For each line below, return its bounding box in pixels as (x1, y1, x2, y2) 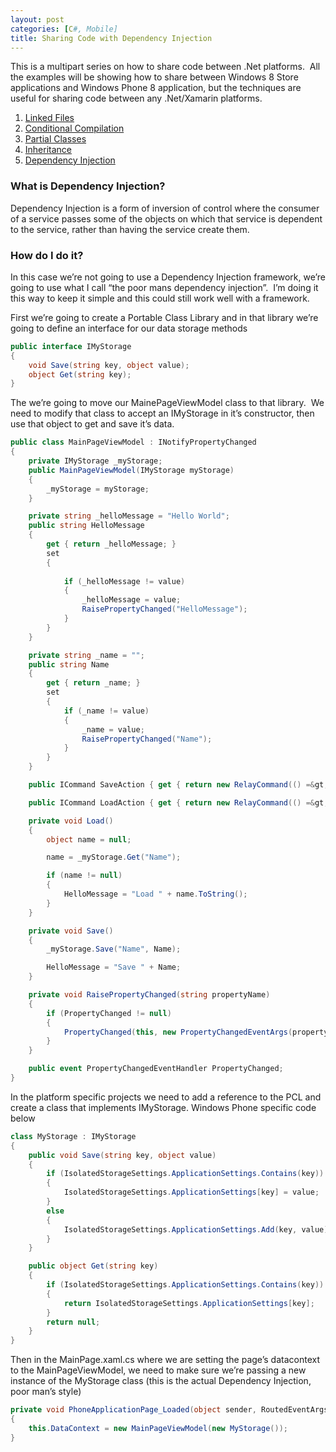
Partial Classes (24, 133, 87, 145)
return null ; (46, 1317, 101, 1327)
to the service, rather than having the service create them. (10, 223, 250, 235)
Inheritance (24, 144, 73, 156)
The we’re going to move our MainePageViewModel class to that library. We (10, 397, 325, 409)
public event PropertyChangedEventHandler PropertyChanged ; (28, 1064, 284, 1074)
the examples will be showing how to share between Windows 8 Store (10, 71, 299, 83)
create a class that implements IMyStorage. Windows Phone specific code (10, 1101, 317, 1113)
